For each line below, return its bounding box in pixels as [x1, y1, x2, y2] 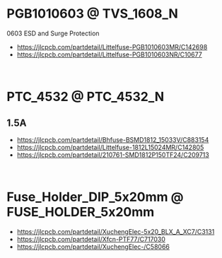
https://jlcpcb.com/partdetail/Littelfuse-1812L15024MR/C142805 [16, 143, 204, 151]
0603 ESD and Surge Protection [6, 29, 100, 37]
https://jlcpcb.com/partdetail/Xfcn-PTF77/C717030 [16, 235, 165, 243]
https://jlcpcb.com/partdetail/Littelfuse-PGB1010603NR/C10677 [16, 50, 202, 59]
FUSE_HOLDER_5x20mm [6, 204, 155, 221]
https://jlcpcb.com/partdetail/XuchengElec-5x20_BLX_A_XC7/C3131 [16, 227, 215, 235]
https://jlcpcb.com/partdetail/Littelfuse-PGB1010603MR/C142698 [16, 42, 208, 51]
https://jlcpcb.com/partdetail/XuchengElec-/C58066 [16, 242, 170, 251]
